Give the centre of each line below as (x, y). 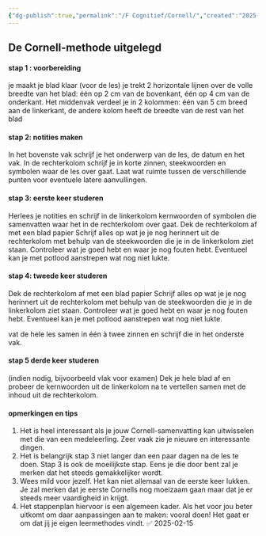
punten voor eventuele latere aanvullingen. (78, 180)
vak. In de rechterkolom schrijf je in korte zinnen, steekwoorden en (117, 163)
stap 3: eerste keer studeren (56, 198)
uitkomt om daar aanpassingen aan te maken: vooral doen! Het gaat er (134, 515)
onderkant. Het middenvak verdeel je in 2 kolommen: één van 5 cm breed (128, 102)
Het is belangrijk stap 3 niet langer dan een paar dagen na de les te (129, 456)
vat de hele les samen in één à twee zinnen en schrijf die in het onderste (126, 334)
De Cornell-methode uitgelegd (85, 48)
